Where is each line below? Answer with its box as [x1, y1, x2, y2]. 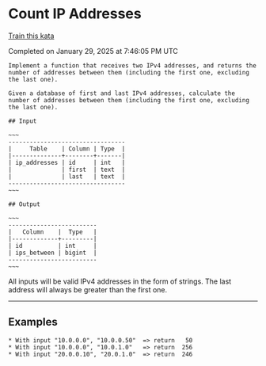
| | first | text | [8, 166, 126, 173]
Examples [8, 315, 58, 329]
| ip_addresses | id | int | [8, 158, 126, 166]
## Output [8, 200, 41, 208]
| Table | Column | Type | [8, 144, 126, 153]
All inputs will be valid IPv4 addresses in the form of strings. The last [8, 276, 232, 286]
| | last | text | [8, 172, 126, 181]
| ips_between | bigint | [8, 249, 97, 257]
